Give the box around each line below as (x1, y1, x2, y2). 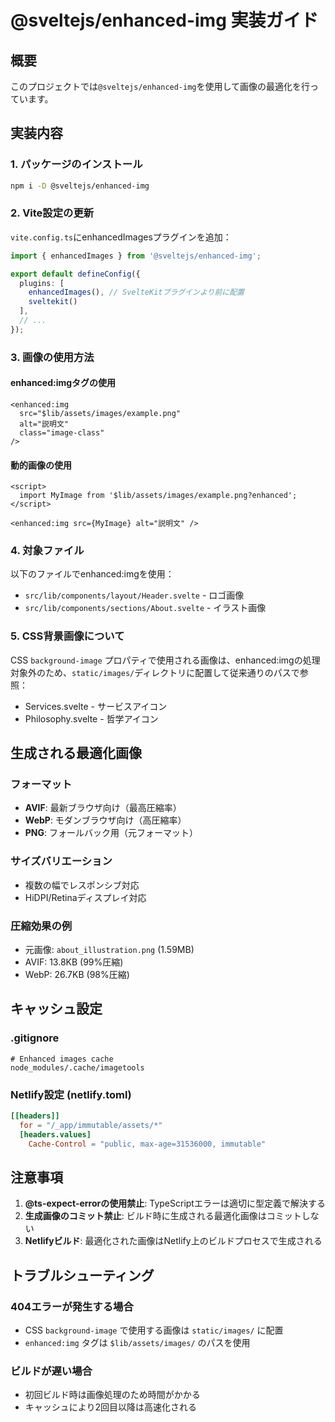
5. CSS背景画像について (10, 629, 125, 643)
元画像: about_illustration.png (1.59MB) (24, 944, 195, 956)
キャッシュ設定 (10, 1001, 103, 1018)
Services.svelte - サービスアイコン (24, 700, 168, 712)
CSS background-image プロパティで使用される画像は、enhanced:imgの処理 (10, 654, 321, 666)
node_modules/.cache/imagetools (10, 1062, 145, 1073)
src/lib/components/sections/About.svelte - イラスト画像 (24, 602, 267, 614)
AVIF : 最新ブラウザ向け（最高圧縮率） (24, 802, 182, 814)
